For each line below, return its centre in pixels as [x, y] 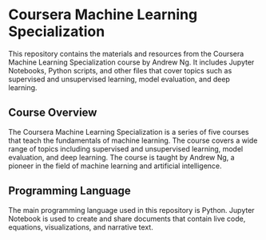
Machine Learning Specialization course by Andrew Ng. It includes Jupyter [131, 62]
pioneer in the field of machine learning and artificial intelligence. [115, 166]
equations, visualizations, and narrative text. [81, 227]
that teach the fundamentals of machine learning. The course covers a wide [133, 140]
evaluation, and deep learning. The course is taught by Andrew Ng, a [121, 157]
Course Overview [53, 113]
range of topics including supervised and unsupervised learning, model [126, 148]
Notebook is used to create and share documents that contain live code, [127, 218]
